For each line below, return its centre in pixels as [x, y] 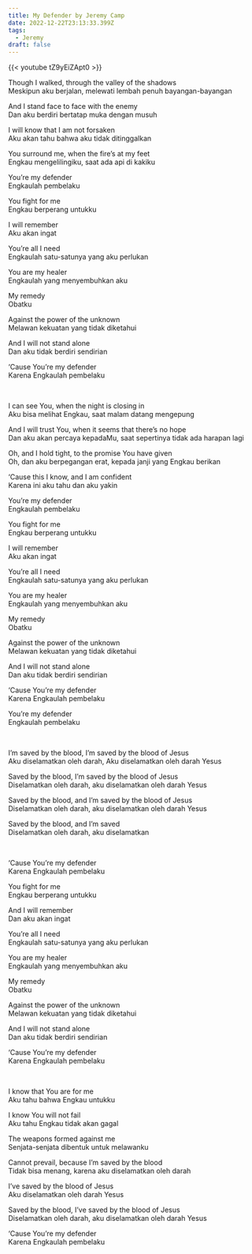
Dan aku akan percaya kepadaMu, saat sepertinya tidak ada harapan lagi [126, 438]
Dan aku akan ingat [39, 919]
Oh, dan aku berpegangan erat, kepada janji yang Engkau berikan [115, 462]
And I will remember [41, 910]
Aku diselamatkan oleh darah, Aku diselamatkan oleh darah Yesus [115, 761]
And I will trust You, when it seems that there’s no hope [97, 430]
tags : [17, 30]
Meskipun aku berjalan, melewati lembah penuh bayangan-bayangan [120, 91]
